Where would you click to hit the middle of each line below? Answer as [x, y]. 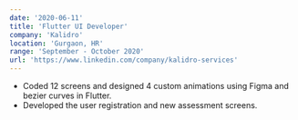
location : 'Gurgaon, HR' [57, 43]
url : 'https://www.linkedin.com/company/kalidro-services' [124, 60]
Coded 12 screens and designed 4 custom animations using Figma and [156, 86]
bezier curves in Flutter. [67, 95]
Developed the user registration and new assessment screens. [140, 105]
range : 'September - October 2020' [77, 52]
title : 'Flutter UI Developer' [69, 26]
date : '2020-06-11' [46, 18]
